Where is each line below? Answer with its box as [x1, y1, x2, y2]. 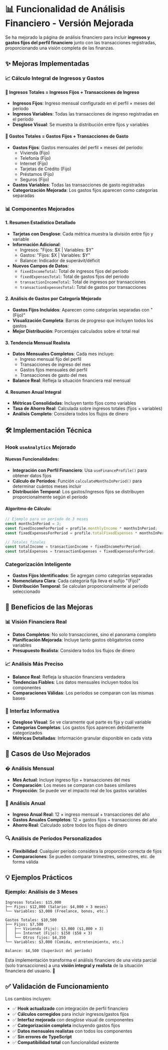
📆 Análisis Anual [5, 800, 46, 807]
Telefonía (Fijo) [19, 155, 51, 161]
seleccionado [12, 588, 40, 594]
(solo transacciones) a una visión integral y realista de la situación [5, 962, 143, 968]
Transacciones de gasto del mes [19, 372, 87, 378]
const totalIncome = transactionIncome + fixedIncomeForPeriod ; [5, 544, 142, 550]
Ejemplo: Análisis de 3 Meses [5, 888, 78, 895]
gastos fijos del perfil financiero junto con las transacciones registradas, [5, 39, 156, 45]
